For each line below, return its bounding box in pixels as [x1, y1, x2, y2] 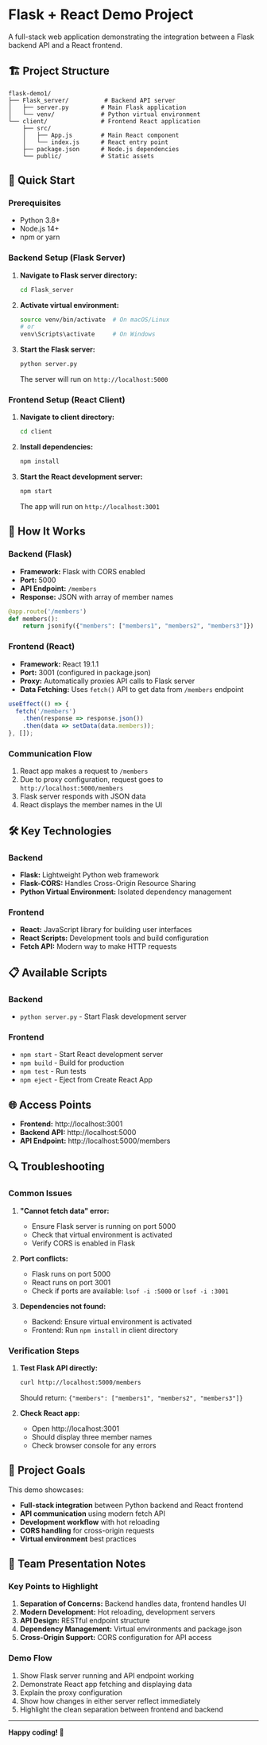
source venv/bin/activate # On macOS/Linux [19, 316, 170, 324]
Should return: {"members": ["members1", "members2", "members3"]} [19, 1393, 244, 1402]
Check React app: [19, 1408, 80, 1417]
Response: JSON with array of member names [19, 592, 173, 601]
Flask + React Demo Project [8, 6, 194, 24]
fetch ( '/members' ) [15, 707, 77, 715]
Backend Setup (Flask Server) [8, 252, 126, 263]
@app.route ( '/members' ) [8, 607, 87, 616]
